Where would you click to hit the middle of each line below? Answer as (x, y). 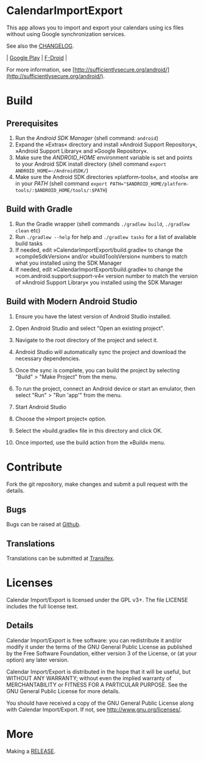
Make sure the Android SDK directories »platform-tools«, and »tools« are (107, 177)
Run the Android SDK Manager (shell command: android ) (87, 138)
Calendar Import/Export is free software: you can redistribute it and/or (94, 640)
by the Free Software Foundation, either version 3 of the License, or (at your (102, 653)
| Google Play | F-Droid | (37, 57)
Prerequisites (32, 123)
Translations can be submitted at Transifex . (60, 558)
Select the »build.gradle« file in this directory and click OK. (89, 430)
